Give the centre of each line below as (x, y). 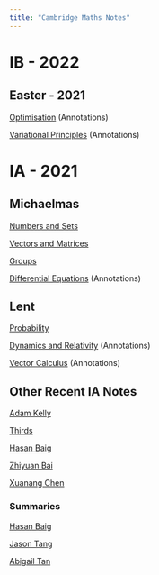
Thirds (21, 431)
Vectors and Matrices (49, 243)
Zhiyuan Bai (31, 466)
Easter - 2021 (47, 96)
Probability (29, 328)
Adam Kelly (31, 413)
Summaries (35, 507)
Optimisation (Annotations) (59, 117)
